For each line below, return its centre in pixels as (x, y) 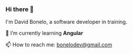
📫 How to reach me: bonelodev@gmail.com (59, 45)
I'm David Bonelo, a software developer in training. (66, 22)
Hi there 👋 (20, 9)
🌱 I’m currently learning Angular (44, 33)
